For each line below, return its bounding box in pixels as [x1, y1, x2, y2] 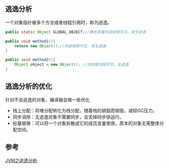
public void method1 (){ [5, 39, 56, 44]
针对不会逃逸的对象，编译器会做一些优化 [5, 96, 90, 103]
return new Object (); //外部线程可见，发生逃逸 [14, 43, 106, 48]
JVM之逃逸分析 [5, 157, 38, 163]
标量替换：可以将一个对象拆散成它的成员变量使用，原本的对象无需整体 [12, 120, 160, 126]
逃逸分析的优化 [5, 82, 52, 91]
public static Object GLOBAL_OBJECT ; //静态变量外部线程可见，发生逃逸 [5, 30, 146, 35]
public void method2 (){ [5, 58, 56, 63]
